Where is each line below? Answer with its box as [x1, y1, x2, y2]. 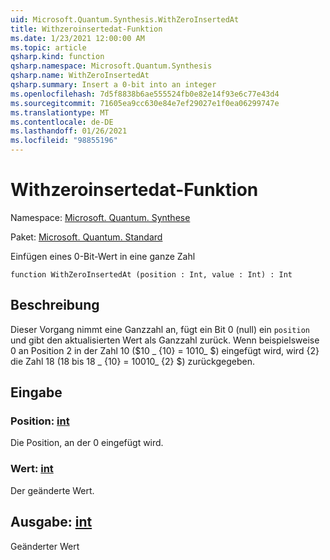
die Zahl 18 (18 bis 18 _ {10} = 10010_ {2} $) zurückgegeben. [10, 355, 256, 367]
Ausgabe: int [10, 514, 93, 531]
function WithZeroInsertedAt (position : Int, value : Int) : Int [10, 269, 293, 280]
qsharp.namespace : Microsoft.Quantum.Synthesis [10, 61, 213, 71]
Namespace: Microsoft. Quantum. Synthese [10, 211, 191, 223]
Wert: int [10, 462, 54, 476]
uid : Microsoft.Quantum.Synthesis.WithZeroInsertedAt [10, 14, 240, 25]
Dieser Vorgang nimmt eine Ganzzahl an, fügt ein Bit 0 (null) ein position [10, 323, 310, 335]
